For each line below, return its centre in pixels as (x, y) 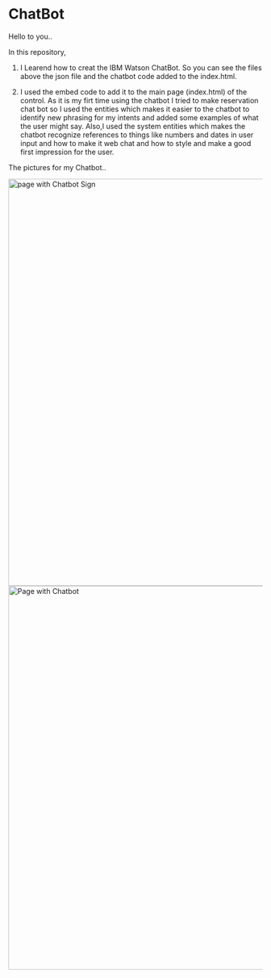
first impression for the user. (67, 152)
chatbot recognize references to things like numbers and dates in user (137, 135)
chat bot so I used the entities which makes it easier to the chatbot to (135, 109)
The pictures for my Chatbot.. (57, 167)
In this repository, (38, 52)
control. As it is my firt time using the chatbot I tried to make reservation (139, 100)
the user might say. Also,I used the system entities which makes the (133, 126)
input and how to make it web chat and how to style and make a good (135, 143)
